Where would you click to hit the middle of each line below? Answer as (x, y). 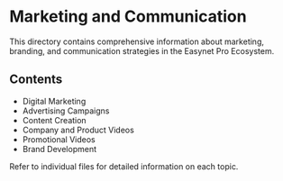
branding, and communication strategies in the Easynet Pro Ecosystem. (142, 50)
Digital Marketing (54, 101)
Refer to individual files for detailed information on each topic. (124, 166)
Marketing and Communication (128, 17)
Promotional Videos (59, 139)
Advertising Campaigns (66, 111)
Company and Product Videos (78, 130)
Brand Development (59, 149)
